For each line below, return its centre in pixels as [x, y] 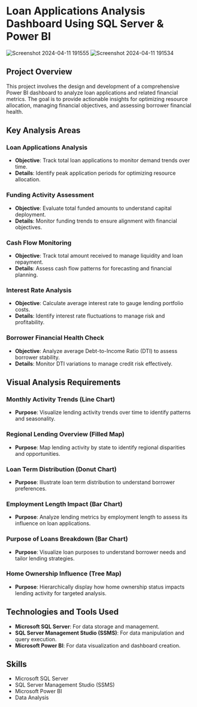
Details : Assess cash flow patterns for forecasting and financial [93, 269]
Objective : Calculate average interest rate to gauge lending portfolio [99, 303]
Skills [16, 664]
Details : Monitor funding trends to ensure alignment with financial [96, 221]
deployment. [30, 214]
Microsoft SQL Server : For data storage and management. [87, 626]
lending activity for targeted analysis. [60, 593]
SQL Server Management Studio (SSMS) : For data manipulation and [99, 633]
